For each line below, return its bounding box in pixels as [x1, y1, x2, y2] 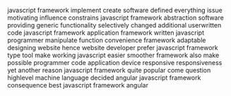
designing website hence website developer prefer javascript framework [7, 44, 218, 52]
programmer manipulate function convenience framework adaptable [7, 36, 206, 44]
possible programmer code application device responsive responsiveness [7, 59, 223, 66]
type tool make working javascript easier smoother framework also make [7, 51, 220, 59]
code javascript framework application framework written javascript [7, 28, 205, 37]
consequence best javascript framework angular [7, 81, 148, 89]
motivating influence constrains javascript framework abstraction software [7, 13, 224, 22]
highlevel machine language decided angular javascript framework [7, 73, 201, 82]
